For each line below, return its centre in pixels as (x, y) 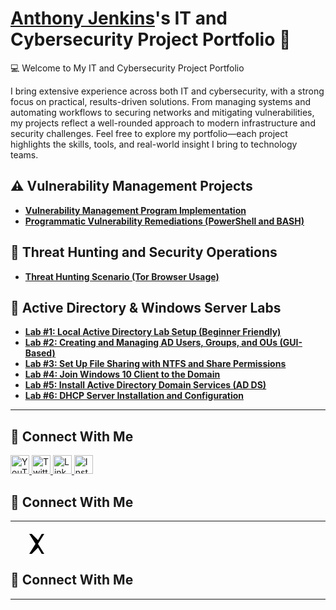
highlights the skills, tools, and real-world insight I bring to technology (154, 144)
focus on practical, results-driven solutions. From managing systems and (160, 101)
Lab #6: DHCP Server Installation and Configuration (134, 396)
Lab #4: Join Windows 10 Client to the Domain (122, 374)
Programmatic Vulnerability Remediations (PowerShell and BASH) (164, 221)
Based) (40, 353)
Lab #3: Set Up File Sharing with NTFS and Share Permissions (155, 364)
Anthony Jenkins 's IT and (119, 18)
